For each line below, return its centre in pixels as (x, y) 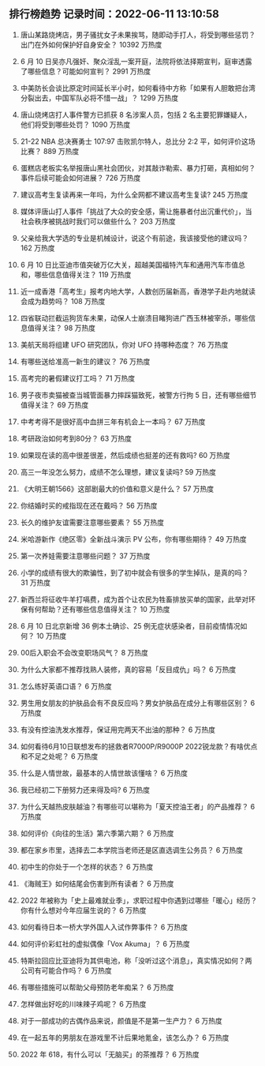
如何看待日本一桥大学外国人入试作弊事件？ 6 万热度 (104, 927)
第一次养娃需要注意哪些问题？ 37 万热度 (85, 556)
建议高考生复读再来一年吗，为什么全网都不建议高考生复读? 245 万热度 (134, 194)
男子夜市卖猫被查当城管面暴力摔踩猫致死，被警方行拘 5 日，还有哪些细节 (138, 395)
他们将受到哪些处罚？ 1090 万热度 (75, 124)
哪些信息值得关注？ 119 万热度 (83, 274)
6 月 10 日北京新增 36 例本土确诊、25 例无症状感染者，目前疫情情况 (130, 625)
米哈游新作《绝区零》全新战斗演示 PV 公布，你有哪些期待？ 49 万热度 (133, 539)
